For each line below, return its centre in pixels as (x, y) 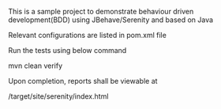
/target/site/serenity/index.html (58, 96)
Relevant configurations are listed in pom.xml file (88, 35)
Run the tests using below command (67, 50)
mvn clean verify (36, 66)
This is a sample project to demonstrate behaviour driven (101, 11)
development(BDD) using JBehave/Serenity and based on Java (111, 20)
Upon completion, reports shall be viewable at (83, 81)
